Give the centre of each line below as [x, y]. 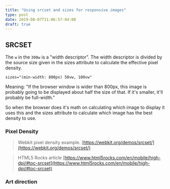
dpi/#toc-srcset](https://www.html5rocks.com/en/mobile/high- [84, 163]
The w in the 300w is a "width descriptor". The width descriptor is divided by [84, 57]
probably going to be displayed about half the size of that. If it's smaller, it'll [84, 92]
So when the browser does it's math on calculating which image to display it [85, 107]
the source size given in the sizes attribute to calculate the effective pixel [82, 63]
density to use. [21, 118]
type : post [17, 15]
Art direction [21, 182]
